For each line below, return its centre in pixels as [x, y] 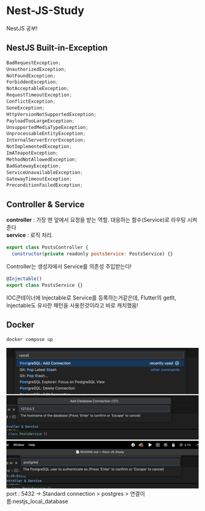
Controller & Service [45, 204]
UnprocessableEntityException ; [46, 134]
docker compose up [30, 340]
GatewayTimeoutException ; [39, 179]
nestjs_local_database [40, 501]
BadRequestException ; [34, 63]
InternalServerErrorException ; [46, 140]
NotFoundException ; [31, 76]
